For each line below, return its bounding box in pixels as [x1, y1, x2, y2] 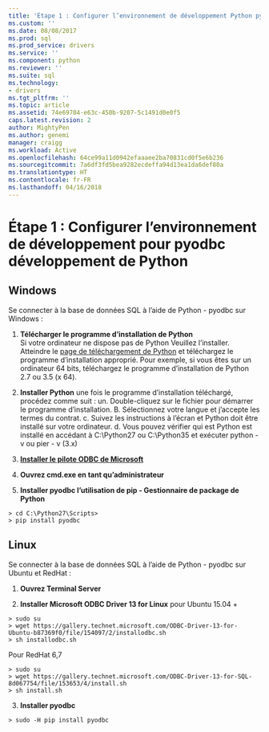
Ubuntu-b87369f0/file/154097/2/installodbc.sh [8, 628, 167, 636]
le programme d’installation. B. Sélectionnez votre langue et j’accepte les [19, 405, 260, 414]
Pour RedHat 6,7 [8, 649, 62, 659]
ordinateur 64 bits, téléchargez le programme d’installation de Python [19, 363, 250, 373]
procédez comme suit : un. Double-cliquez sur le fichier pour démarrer [19, 396, 254, 405]
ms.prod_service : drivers [8, 42, 94, 50]
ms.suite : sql [8, 71, 56, 79]
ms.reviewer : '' [8, 64, 62, 72]
